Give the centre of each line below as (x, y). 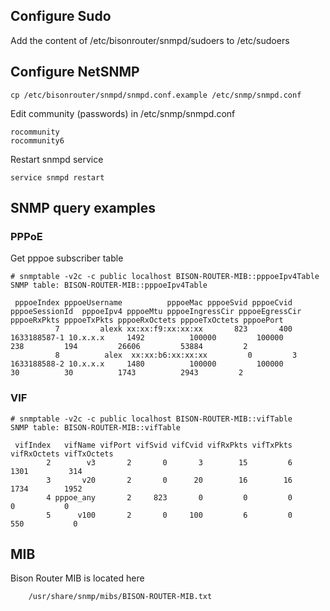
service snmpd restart (57, 177)
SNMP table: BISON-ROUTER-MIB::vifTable (96, 427)
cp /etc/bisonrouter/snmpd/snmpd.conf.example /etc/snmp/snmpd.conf (156, 95)
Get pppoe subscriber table (67, 258)
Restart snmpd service (57, 159)
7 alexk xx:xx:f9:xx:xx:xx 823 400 (173, 329)
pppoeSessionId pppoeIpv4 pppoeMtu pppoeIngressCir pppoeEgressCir (156, 312)
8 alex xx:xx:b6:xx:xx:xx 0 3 (176, 355)
